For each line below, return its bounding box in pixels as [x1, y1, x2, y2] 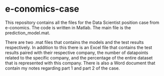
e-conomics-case [5, 3, 79, 15]
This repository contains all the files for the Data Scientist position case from [5, 19, 160, 25]
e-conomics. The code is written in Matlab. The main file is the [5, 24, 131, 30]
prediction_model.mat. [5, 30, 50, 36]
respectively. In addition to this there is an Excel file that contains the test [5, 44, 153, 50]
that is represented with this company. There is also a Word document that [5, 60, 156, 66]
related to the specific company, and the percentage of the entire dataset [5, 55, 153, 60]
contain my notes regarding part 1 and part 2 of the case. [5, 65, 120, 71]
